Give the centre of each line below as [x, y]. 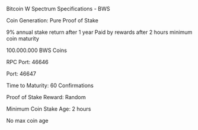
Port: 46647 [21, 74]
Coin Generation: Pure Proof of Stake [52, 20]
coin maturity [23, 38]
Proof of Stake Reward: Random [46, 97]
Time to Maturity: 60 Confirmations [50, 85]
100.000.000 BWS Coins [37, 50]
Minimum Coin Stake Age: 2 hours [49, 109]
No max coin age [27, 121]
